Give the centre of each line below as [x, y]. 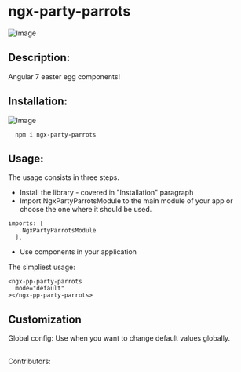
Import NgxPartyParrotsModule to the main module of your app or [126, 201]
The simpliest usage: [42, 267]
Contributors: [29, 361]
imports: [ [26, 224]
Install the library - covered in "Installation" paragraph [106, 193]
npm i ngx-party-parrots [56, 135]
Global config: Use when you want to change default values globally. [119, 338]
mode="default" [40, 289]
